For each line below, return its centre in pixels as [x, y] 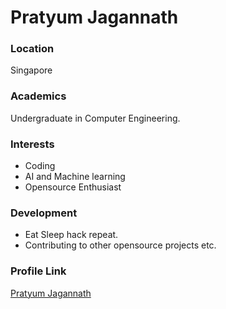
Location [32, 49]
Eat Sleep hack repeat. [71, 235]
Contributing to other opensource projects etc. [120, 245]
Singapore [31, 70]
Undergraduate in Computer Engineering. [95, 118]
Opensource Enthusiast [73, 187]
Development [44, 213]
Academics [38, 96]
